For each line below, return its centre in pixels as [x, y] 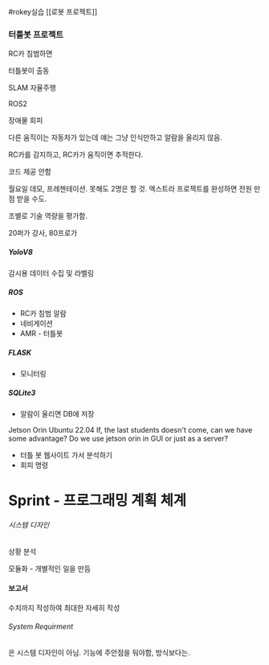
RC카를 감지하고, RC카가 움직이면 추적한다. [76, 154]
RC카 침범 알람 [43, 314]
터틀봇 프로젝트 [36, 35]
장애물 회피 [26, 121]
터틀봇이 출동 [29, 71]
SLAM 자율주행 [32, 88]
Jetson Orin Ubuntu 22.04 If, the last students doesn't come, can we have [130, 430]
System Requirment [41, 626]
